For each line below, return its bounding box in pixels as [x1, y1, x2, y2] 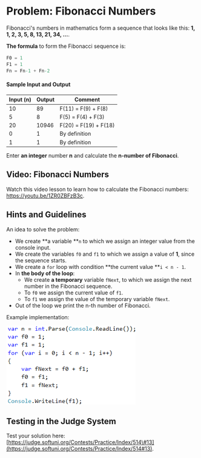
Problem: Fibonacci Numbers [6, 4, 156, 18]
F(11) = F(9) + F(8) [59, 105, 108, 112]
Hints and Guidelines [6, 210, 87, 220]
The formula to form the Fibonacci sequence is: [6, 42, 126, 50]
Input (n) [8, 96, 31, 104]
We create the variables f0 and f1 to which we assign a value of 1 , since [15, 250, 195, 257]
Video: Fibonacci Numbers [6, 170, 110, 180]
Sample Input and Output [6, 81, 71, 88]
